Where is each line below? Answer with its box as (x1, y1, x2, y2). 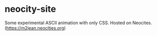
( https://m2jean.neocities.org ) (4, 25, 66, 31)
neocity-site (4, 3, 56, 15)
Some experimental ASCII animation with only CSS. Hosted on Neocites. (4, 20, 153, 26)
